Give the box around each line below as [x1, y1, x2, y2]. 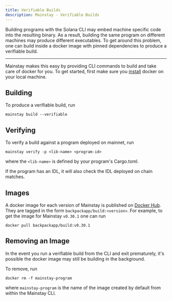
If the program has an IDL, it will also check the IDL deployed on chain [5, 168, 153, 175]
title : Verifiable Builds [5, 7, 60, 13]
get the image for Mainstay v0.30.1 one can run [5, 213, 106, 219]
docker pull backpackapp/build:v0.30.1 [5, 223, 91, 228]
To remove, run [5, 266, 37, 272]
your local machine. [5, 74, 47, 80]
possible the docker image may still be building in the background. [5, 255, 145, 262]
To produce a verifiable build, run [5, 102, 76, 108]
